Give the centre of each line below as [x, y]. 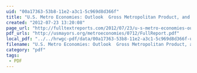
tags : [13, 55]
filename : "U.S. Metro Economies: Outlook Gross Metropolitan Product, [97, 45]
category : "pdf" [26, 50]
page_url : [18, 28]
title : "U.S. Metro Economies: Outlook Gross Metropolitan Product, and [98, 17]
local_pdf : [19, 39]
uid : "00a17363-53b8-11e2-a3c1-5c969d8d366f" [62, 11]
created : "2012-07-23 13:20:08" [45, 22]
